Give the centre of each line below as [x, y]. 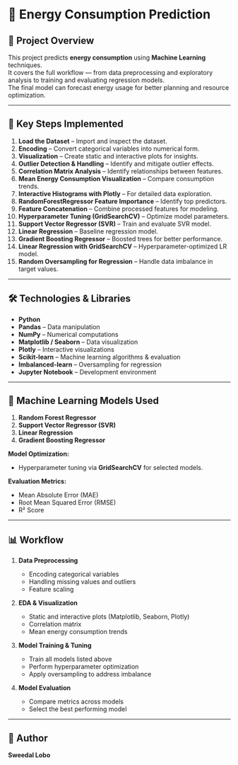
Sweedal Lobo [29, 755]
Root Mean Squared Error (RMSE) [67, 502]
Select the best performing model [78, 709]
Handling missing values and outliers [82, 582]
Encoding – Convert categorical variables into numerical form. [109, 149]
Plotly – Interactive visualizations [66, 349]
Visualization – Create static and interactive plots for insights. [108, 156]
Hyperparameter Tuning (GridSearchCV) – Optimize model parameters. [124, 216]
